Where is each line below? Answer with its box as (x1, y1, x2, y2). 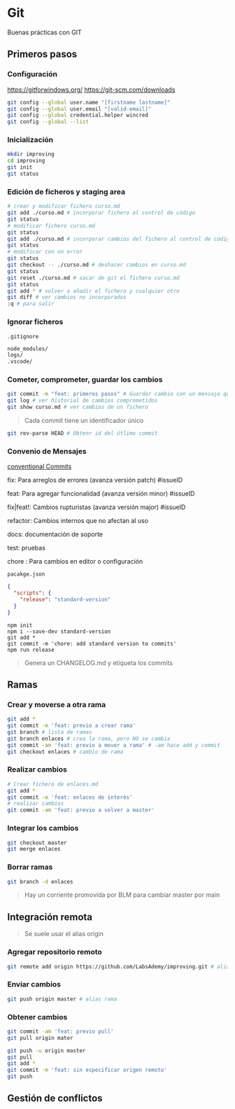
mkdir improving (7, 151, 55, 158)
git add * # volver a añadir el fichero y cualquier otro (7, 287, 180, 295)
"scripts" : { (13, 590, 52, 597)
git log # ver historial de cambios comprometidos (7, 397, 158, 404)
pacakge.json (7, 571, 45, 578)
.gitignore (7, 333, 39, 340)
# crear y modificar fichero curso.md (7, 203, 120, 210)
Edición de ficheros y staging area (7, 187, 126, 197)
